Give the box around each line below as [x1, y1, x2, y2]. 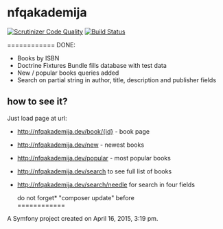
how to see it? [7, 96, 68, 108]
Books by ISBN [16, 53, 60, 62]
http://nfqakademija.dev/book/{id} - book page [16, 127, 150, 135]
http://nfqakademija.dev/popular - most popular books [16, 154, 172, 162]
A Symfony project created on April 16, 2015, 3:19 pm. [7, 214, 159, 222]
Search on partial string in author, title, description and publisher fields [16, 75, 217, 84]
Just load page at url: [7, 114, 67, 122]
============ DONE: [7, 40, 75, 49]
